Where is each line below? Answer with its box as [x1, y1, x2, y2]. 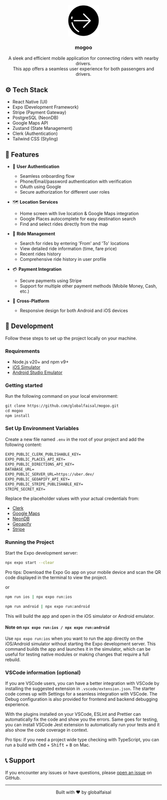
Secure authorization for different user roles [19, 189, 110, 195]
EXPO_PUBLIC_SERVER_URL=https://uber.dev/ [5, 471, 94, 477]
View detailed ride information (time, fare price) [19, 245, 117, 251]
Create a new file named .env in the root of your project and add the [5, 436, 145, 442]
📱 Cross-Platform [12, 298, 50, 304]
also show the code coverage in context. [5, 727, 88, 733]
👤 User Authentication [12, 163, 60, 169]
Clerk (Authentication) [12, 130, 58, 136]
